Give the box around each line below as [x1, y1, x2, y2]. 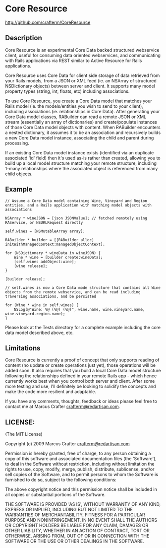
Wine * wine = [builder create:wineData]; [14, 255, 103, 260]
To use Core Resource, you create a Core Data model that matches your [5, 98, 152, 104]
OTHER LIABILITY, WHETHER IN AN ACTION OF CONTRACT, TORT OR [5, 528, 150, 534]
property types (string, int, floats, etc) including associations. [5, 88, 130, 94]
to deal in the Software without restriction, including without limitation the [5, 461, 155, 467]
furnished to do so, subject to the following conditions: [5, 477, 116, 483]
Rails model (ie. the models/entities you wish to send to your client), [5, 103, 144, 109]
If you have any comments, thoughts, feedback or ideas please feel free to [5, 398, 158, 405]
